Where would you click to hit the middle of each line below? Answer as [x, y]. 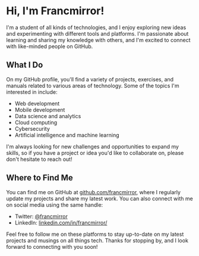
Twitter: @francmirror [41, 216]
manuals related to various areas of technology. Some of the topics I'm [93, 86]
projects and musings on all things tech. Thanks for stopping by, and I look [97, 240]
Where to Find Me [40, 178]
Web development [37, 103]
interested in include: [32, 92]
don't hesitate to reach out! [39, 159]
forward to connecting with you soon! [52, 246]
